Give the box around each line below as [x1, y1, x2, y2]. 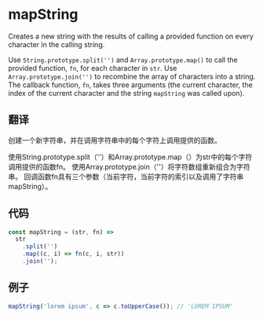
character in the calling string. [8, 39, 105, 49]
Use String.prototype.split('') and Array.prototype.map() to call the [8, 55, 238, 64]
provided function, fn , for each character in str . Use [8, 63, 177, 72]
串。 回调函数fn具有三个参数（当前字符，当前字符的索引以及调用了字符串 [8, 171, 244, 181]
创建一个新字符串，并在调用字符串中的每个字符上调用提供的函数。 [8, 135, 221, 144]
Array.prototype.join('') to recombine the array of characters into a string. [8, 71, 256, 81]
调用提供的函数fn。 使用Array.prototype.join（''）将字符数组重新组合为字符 [8, 162, 250, 171]
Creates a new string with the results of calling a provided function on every [8, 31, 254, 41]
